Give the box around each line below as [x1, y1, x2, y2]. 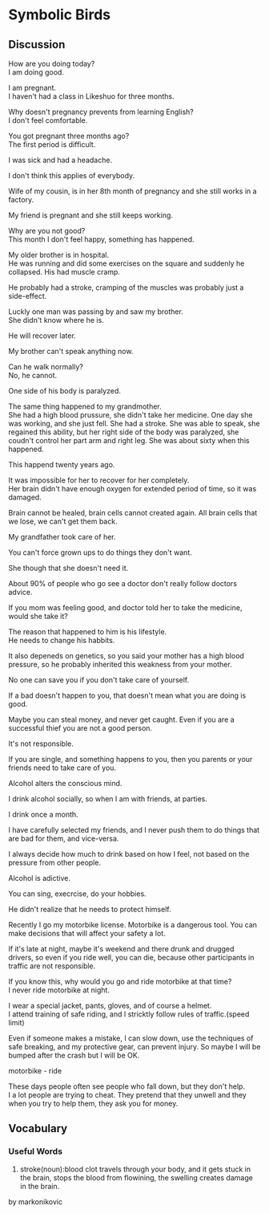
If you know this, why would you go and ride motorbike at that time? [8, 977, 232, 986]
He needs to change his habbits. [8, 636, 115, 645]
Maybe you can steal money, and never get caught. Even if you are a [8, 715, 235, 724]
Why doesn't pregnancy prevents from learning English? [8, 107, 194, 116]
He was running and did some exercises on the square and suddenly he [8, 259, 245, 268]
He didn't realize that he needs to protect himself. [8, 905, 171, 914]
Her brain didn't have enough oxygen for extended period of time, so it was [8, 484, 257, 493]
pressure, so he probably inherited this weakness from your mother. [8, 660, 232, 669]
